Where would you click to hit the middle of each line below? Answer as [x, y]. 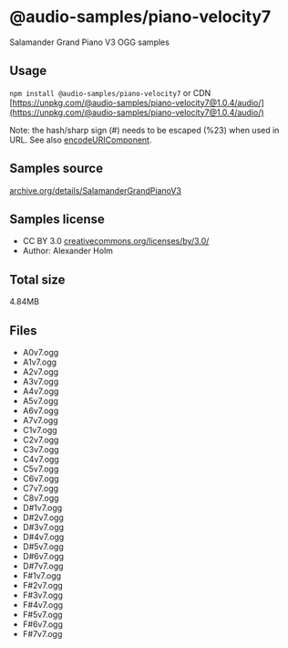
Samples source [56, 169]
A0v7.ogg [41, 352]
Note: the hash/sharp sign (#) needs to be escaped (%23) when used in [144, 130]
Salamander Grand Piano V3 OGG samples [90, 42]
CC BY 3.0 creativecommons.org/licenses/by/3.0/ [116, 241]
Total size [37, 279]
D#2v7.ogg [43, 517]
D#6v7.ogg [43, 556]
